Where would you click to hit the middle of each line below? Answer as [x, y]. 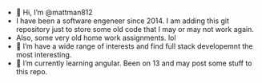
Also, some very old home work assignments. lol [96, 38]
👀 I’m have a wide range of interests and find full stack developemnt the [134, 46]
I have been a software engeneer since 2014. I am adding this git [123, 21]
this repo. [32, 71]
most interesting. [44, 55]
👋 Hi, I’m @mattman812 [54, 12]
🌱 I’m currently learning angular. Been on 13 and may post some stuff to [134, 63]
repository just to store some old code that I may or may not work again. [135, 29]
